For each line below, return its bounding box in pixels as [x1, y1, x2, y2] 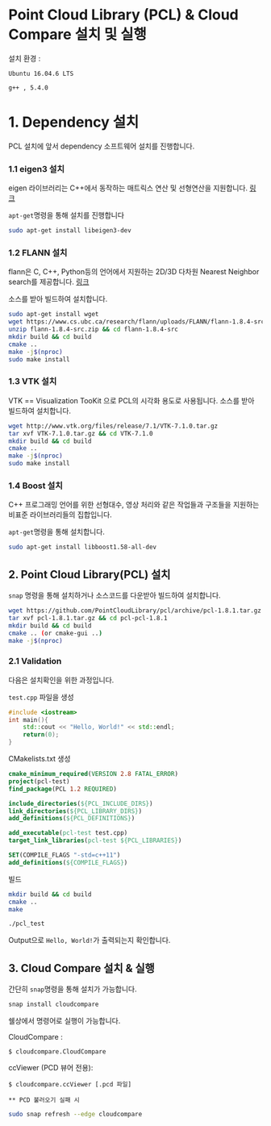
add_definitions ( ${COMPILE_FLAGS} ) [8, 858, 128, 866]
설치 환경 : [8, 53, 41, 63]
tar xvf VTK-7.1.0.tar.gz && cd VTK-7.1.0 [8, 429, 153, 437]
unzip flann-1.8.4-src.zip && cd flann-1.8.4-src [8, 325, 179, 334]
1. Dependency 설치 [8, 113, 140, 131]
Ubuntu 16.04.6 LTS [8, 69, 74, 77]
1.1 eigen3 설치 [8, 163, 65, 174]
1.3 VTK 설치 [8, 376, 57, 387]
